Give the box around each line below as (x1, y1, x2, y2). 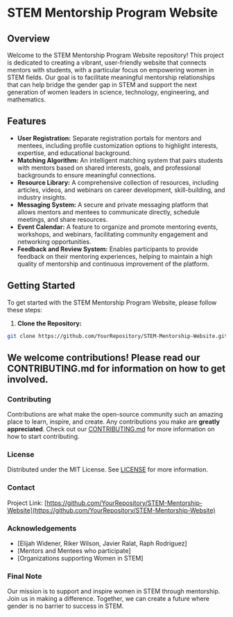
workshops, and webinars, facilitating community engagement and (17, 230, 208, 238)
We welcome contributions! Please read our (7, 351, 200, 363)
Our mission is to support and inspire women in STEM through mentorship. (7, 587, 221, 595)
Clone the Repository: (17, 319, 82, 328)
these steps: (7, 305, 43, 314)
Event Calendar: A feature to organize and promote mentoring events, (17, 223, 218, 231)
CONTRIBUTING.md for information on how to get (7, 362, 226, 374)
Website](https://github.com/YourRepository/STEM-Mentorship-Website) (7, 506, 216, 514)
